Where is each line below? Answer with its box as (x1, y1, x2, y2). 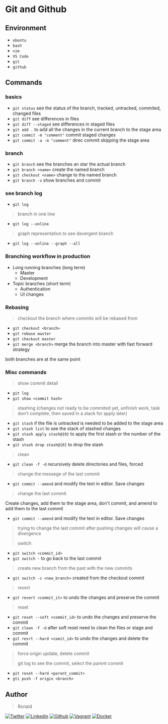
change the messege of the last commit (17, 471, 100, 477)
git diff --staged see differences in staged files (12, 121, 115, 127)
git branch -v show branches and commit (12, 177, 101, 183)
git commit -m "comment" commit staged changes (12, 132, 116, 138)
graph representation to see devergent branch (17, 230, 114, 236)
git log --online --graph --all (12, 241, 80, 247)
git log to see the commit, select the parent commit (17, 660, 123, 667)
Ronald (17, 703, 33, 709)
